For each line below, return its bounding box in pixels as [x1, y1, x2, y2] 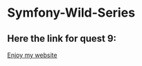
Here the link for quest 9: [7, 33, 116, 44]
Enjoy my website [7, 51, 57, 59]
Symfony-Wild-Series [7, 5, 136, 21]
